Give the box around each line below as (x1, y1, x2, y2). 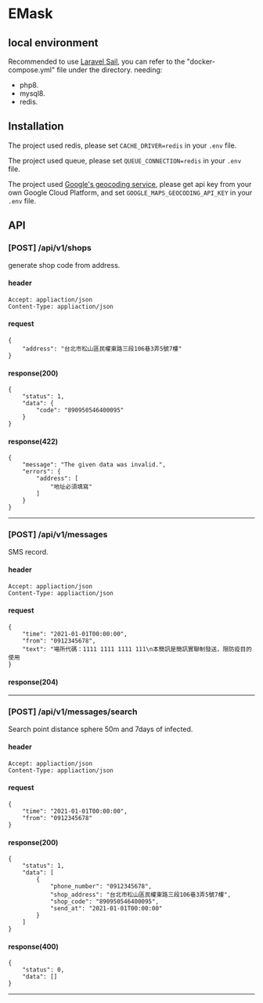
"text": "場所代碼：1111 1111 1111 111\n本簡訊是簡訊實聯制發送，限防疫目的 (22, 646, 252, 653)
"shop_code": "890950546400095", (49, 898, 159, 906)
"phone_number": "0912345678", (49, 883, 153, 891)
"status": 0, (22, 966, 65, 974)
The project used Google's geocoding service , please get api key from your (8, 179, 252, 189)
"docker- (186, 57, 215, 66)
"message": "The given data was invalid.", (22, 461, 167, 469)
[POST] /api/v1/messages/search (8, 706, 138, 717)
